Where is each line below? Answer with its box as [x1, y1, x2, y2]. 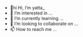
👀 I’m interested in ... [10, 10, 53, 16]
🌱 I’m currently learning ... [10, 15, 64, 21]
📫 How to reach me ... [10, 26, 57, 32]
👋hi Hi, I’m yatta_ [10, 5, 45, 10]
